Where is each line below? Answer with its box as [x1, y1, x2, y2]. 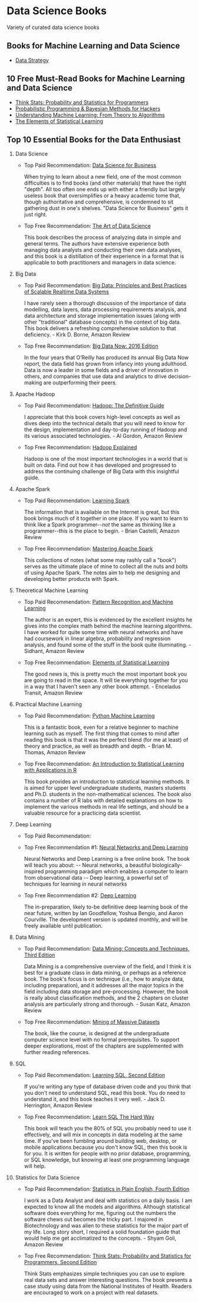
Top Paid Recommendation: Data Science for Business [24, 161, 157, 169]
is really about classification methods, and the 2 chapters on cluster [24, 994, 189, 1001]
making [24, 379, 42, 386]
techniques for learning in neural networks [24, 880, 127, 888]
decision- [167, 373, 191, 380]
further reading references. [24, 1049, 90, 1056]
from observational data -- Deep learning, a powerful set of [24, 874, 169, 881]
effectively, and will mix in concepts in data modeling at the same [24, 1131, 183, 1138]
